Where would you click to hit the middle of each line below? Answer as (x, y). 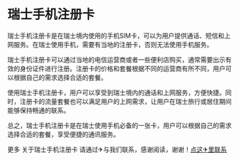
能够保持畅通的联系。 (38, 110)
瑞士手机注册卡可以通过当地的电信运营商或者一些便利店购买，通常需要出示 (116, 59)
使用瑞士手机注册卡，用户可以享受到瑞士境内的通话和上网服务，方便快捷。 (116, 92)
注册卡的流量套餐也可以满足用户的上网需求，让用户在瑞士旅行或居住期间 (126, 101)
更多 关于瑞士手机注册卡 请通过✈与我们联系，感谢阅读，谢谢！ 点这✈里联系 (117, 149)
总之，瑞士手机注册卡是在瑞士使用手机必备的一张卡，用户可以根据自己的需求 (119, 125)
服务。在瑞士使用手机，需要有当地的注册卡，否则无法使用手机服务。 (113, 44)
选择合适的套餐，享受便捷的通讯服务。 (63, 134)
